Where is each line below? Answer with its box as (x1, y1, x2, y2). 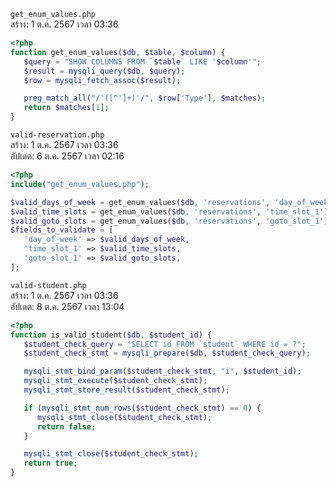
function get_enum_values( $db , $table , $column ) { (10, 47, 226, 57)
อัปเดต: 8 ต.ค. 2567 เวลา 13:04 (10, 300, 125, 312)
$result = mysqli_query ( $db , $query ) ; (23, 66, 186, 76)
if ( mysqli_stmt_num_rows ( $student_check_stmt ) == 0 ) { (23, 403, 262, 413)
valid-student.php (10, 280, 87, 290)
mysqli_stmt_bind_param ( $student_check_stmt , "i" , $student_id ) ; (23, 366, 302, 377)
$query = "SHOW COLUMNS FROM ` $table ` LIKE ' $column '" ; (23, 56, 262, 67)
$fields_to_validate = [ (10, 225, 114, 235)
